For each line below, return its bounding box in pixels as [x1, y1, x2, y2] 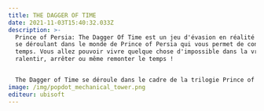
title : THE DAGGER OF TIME [8, 11, 97, 20]
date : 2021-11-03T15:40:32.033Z [8, 19, 114, 27]
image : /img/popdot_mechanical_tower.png [8, 83, 146, 91]
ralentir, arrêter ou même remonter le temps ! [15, 55, 174, 63]
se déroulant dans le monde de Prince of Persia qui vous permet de [15, 41, 244, 48]
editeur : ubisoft [8, 91, 65, 98]
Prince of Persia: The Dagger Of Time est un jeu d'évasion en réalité [15, 33, 255, 41]
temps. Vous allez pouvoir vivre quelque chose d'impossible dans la [15, 48, 247, 55]
